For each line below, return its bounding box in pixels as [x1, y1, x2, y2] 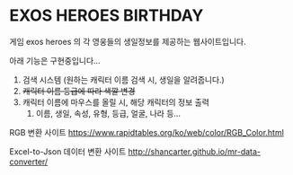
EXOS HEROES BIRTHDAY [9, 5, 204, 26]
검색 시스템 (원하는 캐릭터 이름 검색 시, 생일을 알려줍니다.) [22, 74, 225, 85]
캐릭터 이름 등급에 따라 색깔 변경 [22, 85, 136, 96]
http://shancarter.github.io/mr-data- [128, 145, 262, 157]
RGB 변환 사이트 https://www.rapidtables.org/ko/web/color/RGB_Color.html [9, 127, 285, 137]
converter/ [9, 156, 49, 167]
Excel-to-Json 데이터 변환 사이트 [9, 145, 127, 157]
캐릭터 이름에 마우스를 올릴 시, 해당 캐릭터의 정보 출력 [22, 96, 209, 108]
